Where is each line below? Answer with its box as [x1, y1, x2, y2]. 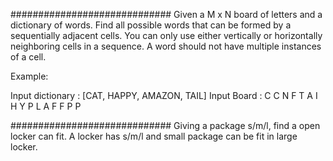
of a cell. [10, 51, 47, 63]
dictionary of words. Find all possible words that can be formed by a [10, 19, 292, 31]
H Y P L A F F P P [10, 100, 82, 112]
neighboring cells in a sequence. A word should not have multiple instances [10, 40, 322, 52]
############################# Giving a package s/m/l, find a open [10, 120, 321, 131]
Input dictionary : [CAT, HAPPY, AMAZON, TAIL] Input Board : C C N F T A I [10, 90, 318, 101]
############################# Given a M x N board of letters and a [10, 9, 323, 20]
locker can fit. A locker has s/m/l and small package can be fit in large [10, 130, 298, 142]
